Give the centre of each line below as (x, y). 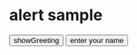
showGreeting (37, 40)
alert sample (56, 15)
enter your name (97, 40)
